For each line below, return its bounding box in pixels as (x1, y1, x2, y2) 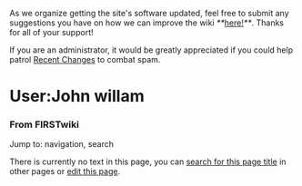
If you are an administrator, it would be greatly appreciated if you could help (9, 44, 294, 55)
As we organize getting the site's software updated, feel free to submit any (9, 8, 289, 18)
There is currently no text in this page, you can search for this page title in (9, 156, 287, 167)
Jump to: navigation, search (9, 139, 114, 150)
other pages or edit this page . (9, 166, 121, 177)
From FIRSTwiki (9, 118, 80, 131)
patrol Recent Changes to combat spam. (9, 54, 161, 64)
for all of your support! (9, 27, 94, 37)
